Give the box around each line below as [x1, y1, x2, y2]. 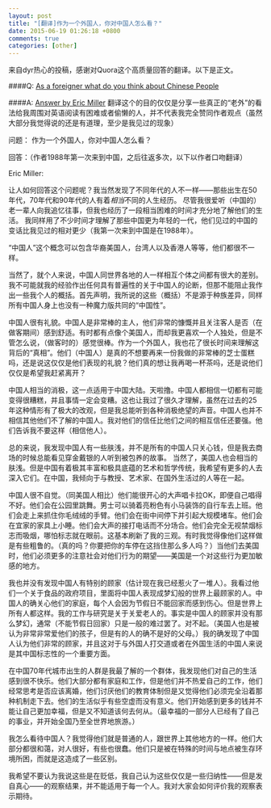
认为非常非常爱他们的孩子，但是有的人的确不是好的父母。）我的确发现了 [8, 629, 245, 638]
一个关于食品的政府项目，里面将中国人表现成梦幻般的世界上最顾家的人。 [15, 588, 256, 598]
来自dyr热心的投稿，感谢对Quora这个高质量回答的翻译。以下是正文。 [8, 65, 238, 75]
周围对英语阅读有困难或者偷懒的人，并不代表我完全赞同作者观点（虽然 [29, 108, 263, 118]
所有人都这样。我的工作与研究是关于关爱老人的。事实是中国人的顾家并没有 [8, 608, 256, 618]
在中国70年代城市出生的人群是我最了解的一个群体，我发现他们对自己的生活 [8, 666, 257, 675]
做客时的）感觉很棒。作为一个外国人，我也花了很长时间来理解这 [47, 338, 260, 347]
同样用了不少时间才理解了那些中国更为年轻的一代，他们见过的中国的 [31, 216, 258, 225]
